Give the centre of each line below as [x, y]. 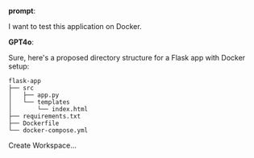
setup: [19, 66]
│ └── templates [39, 102]
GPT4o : [21, 42]
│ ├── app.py [34, 95]
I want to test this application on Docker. [75, 26]
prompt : [22, 11]
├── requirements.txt [45, 116]
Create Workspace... [42, 145]
